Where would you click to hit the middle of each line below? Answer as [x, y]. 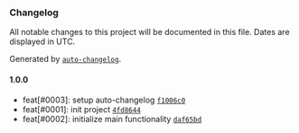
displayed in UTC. [42, 41]
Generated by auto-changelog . [65, 59]
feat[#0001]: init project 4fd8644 [82, 109]
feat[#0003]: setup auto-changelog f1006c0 [104, 100]
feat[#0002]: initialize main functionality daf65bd [112, 119]
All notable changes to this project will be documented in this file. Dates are [150, 32]
